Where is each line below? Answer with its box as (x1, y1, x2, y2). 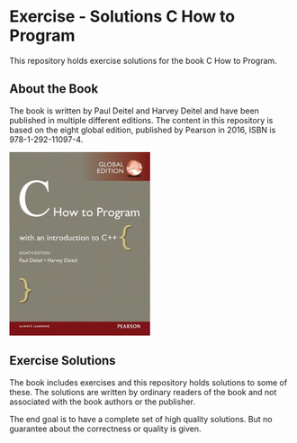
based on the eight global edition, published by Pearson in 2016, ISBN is (9, 124, 276, 135)
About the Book (9, 81, 99, 96)
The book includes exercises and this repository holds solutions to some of (9, 376, 288, 388)
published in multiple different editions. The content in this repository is (9, 114, 274, 125)
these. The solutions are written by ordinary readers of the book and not (9, 386, 277, 397)
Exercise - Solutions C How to (9, 6, 236, 27)
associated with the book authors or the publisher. (9, 396, 195, 407)
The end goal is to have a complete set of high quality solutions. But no (9, 413, 273, 424)
